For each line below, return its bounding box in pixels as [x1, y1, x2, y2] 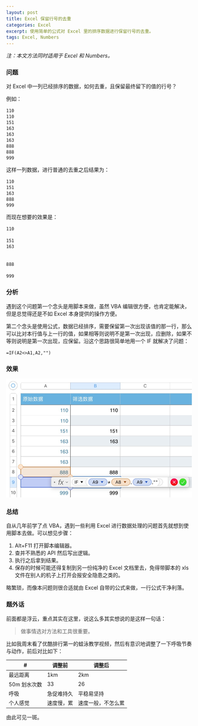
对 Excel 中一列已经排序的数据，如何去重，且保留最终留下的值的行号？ [6, 83, 177, 90]
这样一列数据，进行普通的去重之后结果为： [6, 166, 110, 174]
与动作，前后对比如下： [6, 647, 63, 655]
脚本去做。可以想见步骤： [11, 529, 74, 537]
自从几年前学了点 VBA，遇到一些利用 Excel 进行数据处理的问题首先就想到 [6, 522, 184, 529]
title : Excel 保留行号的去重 [6, 15, 72, 22]
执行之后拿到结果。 [14, 557, 62, 564]
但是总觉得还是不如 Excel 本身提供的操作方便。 [6, 310, 121, 317]
